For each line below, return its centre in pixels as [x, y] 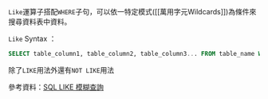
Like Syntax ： [32, 39]
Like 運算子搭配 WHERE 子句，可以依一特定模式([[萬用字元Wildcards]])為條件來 [132, 12]
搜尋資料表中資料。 [40, 22]
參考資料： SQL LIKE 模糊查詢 [56, 87]
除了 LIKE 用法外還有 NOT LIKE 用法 [61, 69]
